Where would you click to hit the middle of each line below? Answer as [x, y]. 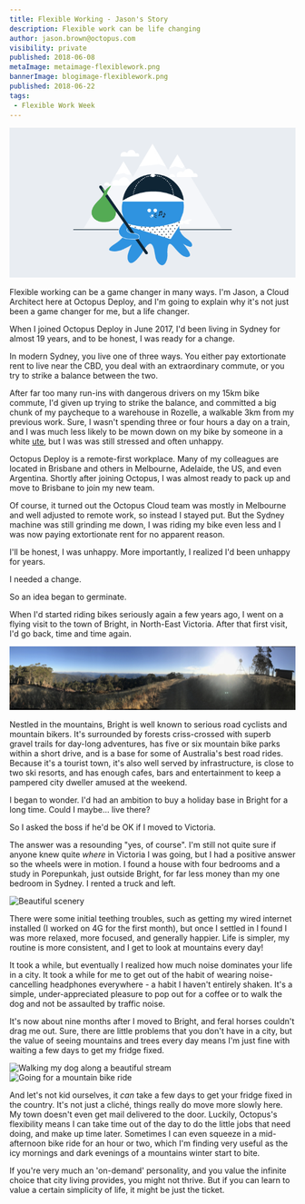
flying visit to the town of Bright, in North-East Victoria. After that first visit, [148, 624]
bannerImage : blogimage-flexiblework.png [89, 77]
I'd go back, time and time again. [70, 634]
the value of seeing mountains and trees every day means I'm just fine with [150, 1041]
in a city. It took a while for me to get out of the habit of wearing [128, 974]
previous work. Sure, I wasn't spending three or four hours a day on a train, [150, 422]
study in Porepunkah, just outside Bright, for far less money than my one [145, 873]
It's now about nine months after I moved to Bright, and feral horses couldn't [152, 1021]
